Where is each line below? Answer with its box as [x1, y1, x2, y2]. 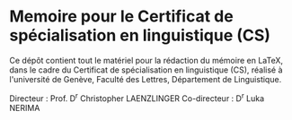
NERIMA [9, 102, 40, 113]
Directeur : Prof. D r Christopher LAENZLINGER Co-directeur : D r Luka [9, 91, 265, 104]
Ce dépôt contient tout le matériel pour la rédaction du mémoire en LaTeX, [9, 55, 284, 65]
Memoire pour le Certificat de [9, 6, 234, 27]
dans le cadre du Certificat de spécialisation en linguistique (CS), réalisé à [9, 64, 283, 75]
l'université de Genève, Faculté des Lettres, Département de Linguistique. [9, 73, 282, 84]
